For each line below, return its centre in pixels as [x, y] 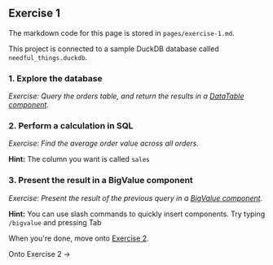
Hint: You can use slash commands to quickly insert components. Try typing [137, 214]
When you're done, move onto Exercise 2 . [79, 238]
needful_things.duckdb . [48, 57]
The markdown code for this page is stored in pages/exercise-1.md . [121, 33]
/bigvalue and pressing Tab [55, 222]
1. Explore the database [56, 78]
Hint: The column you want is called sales [79, 159]
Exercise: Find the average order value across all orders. [104, 143]
